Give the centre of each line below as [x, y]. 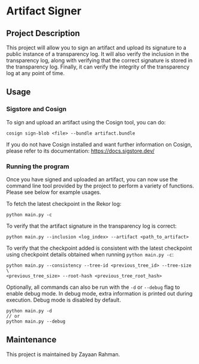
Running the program [38, 166]
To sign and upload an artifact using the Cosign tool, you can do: [86, 122]
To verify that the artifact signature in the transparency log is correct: [91, 226]
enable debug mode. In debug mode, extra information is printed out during [99, 293]
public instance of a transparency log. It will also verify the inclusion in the [98, 54]
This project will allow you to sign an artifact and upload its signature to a [97, 47]
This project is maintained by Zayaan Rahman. [63, 354]
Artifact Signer [44, 11]
